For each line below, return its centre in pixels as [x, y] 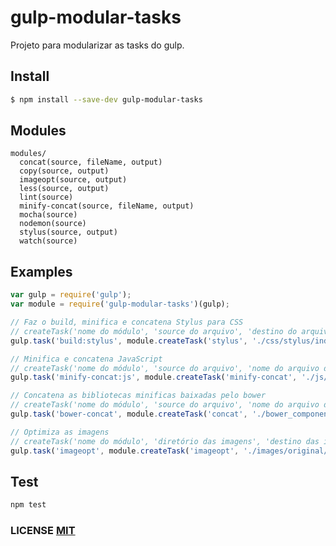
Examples [41, 271]
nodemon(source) [53, 224]
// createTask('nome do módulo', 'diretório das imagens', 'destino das [165, 441]
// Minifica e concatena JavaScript [86, 359]
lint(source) [46, 197]
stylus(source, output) [68, 232]
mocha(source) [48, 215]
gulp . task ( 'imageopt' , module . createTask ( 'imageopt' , [125, 451]
